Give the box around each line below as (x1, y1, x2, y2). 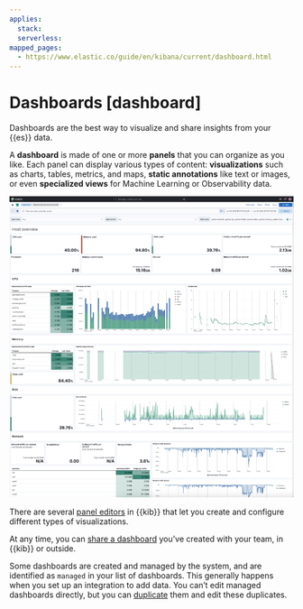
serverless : (17, 33, 63, 42)
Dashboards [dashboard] (9, 93, 201, 113)
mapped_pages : (9, 43, 63, 52)
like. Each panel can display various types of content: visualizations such (9, 159, 284, 171)
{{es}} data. (9, 132, 53, 143)
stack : (17, 23, 42, 33)
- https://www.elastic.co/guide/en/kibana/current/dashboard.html (17, 52, 272, 62)
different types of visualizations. (9, 516, 129, 527)
